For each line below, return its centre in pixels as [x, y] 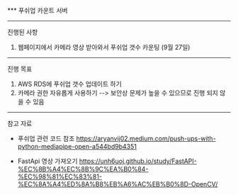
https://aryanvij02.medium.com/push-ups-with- [146, 138]
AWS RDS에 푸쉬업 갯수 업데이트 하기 [69, 84]
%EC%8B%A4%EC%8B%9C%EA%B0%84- [83, 169]
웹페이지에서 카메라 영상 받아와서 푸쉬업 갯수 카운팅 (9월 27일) [104, 47]
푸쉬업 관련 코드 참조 [46, 138]
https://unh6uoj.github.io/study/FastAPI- [138, 161]
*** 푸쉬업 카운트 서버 [38, 10]
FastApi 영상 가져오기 [47, 161]
